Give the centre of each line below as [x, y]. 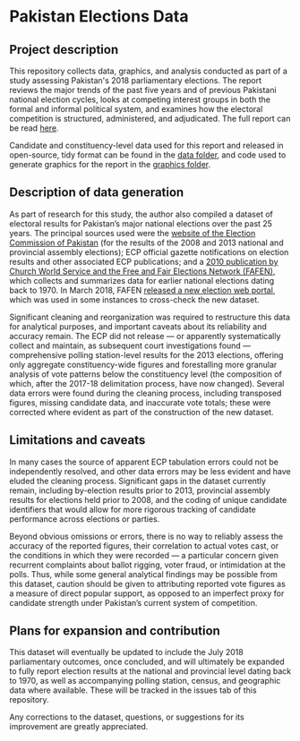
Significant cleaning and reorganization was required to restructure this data [150, 317]
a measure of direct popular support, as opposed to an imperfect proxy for [147, 593]
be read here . [34, 128]
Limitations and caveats [77, 440]
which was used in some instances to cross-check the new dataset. [134, 299]
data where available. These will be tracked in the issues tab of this [133, 690]
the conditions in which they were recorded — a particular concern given [144, 555]
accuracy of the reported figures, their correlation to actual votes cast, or [144, 545]
